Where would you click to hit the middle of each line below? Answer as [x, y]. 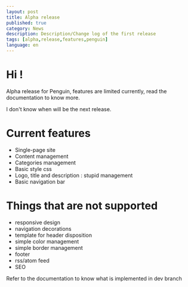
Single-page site [35, 149]
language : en [22, 45]
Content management [41, 156]
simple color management [47, 241]
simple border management [49, 248]
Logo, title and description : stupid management [74, 175]
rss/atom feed [32, 260]
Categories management [45, 163]
